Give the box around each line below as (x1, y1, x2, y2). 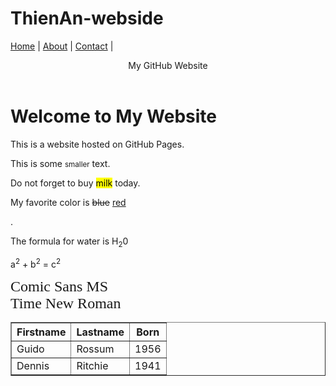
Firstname (16, 325, 67, 339)
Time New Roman (10, 295, 122, 312)
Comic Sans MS (10, 278, 109, 296)
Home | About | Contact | (10, 40, 114, 52)
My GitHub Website (128, 59, 208, 71)
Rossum (76, 342, 115, 356)
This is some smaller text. (10, 157, 111, 169)
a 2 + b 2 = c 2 (10, 257, 62, 271)
